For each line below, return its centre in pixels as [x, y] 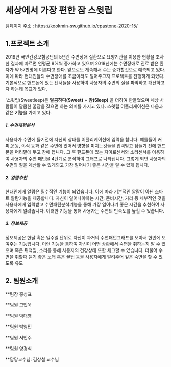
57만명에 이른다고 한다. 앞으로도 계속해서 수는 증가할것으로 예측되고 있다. [93, 69]
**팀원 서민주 [19, 338]
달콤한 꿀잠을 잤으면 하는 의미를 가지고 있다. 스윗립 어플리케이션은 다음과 [91, 106]
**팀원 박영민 [19, 327]
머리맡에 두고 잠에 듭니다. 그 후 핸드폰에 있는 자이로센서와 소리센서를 [83, 152]
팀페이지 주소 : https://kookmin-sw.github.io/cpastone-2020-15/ [71, 26]
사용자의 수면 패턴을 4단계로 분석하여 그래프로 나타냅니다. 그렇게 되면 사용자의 [88, 158]
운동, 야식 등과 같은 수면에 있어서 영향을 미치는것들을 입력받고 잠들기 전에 [83, 146]
